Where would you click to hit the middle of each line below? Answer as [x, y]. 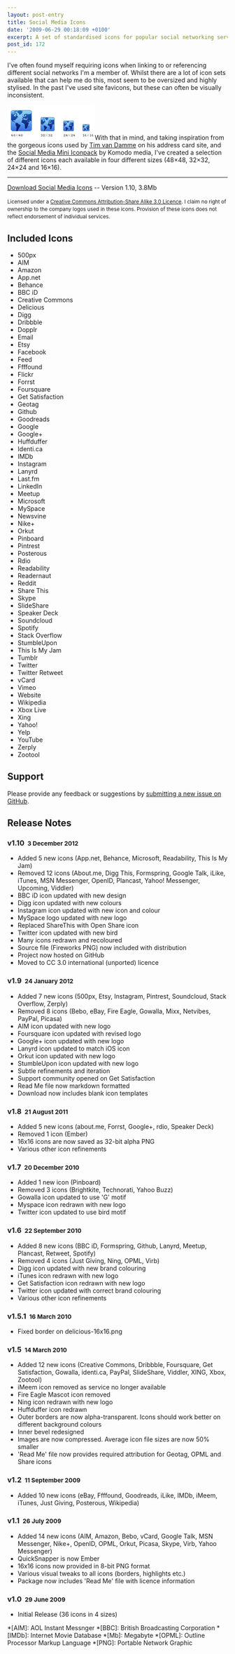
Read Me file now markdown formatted [73, 1086]
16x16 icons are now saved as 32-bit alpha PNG [86, 1142]
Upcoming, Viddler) [45, 888]
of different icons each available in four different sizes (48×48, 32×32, [109, 160]
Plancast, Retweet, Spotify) [57, 1253]
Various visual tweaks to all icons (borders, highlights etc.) [101, 1573]
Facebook [32, 352]
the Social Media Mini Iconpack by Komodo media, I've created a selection [115, 153]
